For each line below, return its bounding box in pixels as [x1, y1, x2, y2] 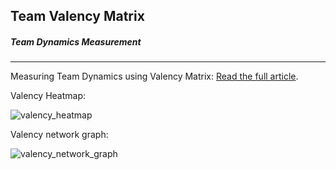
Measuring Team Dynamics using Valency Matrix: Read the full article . [10, 70, 299, 83]
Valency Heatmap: [10, 90, 87, 102]
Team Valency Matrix [10, 8, 145, 25]
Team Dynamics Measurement [10, 35, 142, 48]
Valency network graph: [10, 129, 109, 141]
